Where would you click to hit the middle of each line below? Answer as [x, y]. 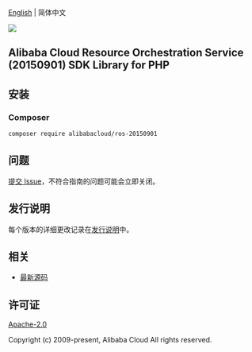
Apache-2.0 [28, 324]
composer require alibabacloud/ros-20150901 [83, 134]
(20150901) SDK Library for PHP [89, 66]
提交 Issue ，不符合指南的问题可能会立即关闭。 [84, 181]
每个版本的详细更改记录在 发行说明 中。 [71, 229]
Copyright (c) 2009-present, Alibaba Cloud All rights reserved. [110, 340]
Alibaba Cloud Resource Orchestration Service [126, 53]
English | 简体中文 [37, 12]
